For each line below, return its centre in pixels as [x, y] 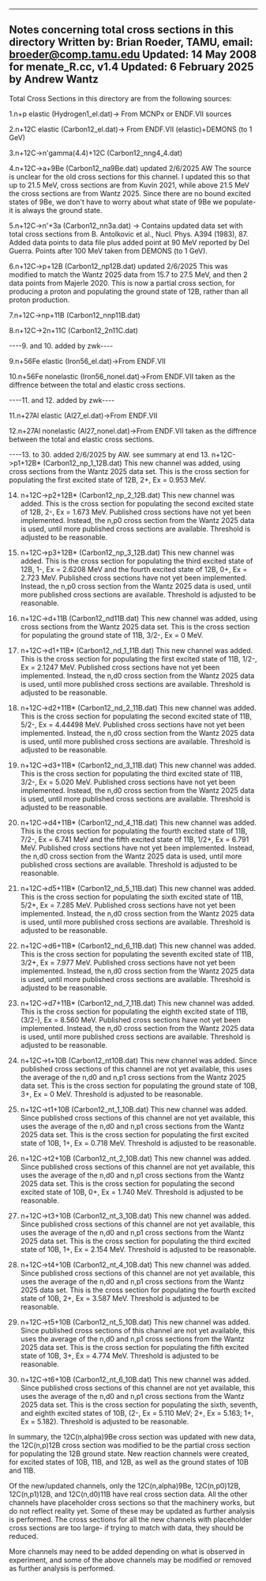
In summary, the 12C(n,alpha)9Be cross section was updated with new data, [133, 1436]
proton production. [39, 300]
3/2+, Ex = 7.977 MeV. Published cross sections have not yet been [128, 962]
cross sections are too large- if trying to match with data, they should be [126, 1527]
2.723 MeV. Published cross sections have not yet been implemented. [134, 578]
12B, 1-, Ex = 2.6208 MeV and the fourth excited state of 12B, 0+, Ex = [134, 569]
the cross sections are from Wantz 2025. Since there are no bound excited [130, 193]
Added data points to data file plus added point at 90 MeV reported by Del [129, 242]
